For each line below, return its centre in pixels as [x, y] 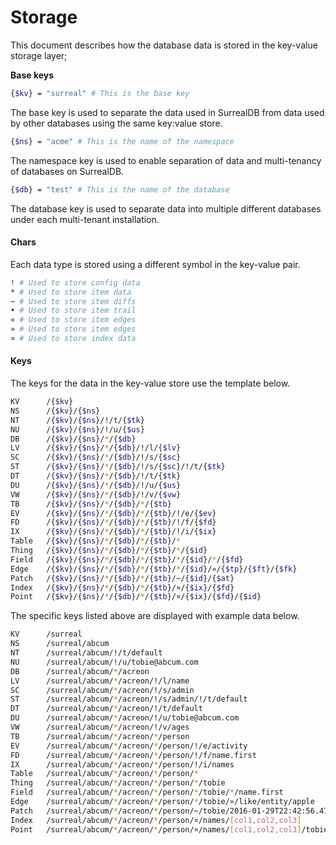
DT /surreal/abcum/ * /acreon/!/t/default [106, 709]
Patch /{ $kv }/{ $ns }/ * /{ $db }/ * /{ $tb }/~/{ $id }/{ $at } [122, 578]
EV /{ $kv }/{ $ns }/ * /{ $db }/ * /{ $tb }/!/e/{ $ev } [113, 513]
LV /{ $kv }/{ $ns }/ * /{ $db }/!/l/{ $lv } [96, 448]
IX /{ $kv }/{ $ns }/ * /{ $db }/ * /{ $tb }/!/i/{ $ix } [113, 532]
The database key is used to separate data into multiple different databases [166, 208]
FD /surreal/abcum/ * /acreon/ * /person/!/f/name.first [133, 755]
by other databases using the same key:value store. [116, 123]
